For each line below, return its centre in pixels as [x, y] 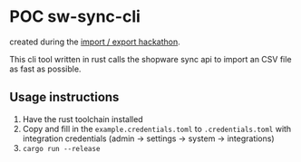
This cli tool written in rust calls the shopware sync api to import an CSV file [150, 59]
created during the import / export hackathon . [95, 42]
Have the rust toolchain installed [83, 119]
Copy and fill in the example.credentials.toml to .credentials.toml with [157, 129]
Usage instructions [64, 97]
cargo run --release [61, 148]
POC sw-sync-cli [75, 17]
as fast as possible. [45, 69]
